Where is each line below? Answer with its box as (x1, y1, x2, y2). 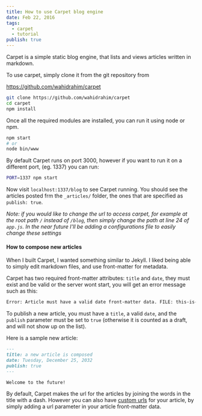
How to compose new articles (6, 243, 82, 250)
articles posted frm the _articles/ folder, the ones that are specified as (6, 192, 183, 199)
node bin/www (6, 146, 39, 152)
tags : (6, 20, 20, 26)
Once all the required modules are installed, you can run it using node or (6, 117, 185, 124)
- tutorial (11, 31, 39, 37)
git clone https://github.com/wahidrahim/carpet (6, 95, 130, 101)
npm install (6, 106, 36, 112)
